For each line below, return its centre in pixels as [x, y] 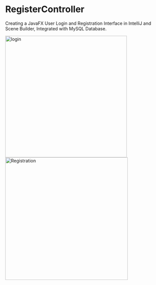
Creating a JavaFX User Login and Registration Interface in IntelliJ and [78, 23]
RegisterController [45, 9]
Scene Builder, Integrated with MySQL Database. [56, 28]
